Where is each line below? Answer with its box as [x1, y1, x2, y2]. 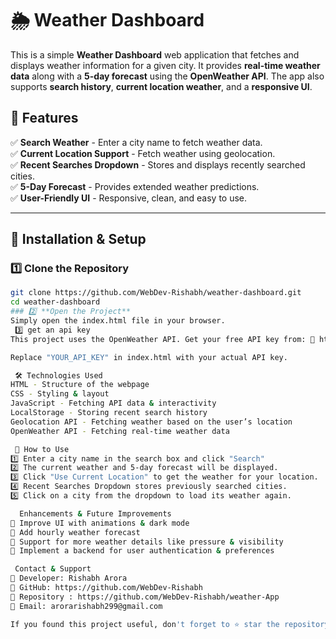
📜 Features [10, 110, 79, 127]
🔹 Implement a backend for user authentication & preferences [10, 546, 275, 556]
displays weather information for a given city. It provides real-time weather [10, 59, 321, 71]
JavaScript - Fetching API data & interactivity [10, 398, 217, 409]
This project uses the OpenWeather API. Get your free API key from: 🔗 [10, 334, 315, 344]
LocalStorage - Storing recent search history [10, 408, 208, 418]
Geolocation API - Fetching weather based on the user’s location [10, 417, 293, 427]
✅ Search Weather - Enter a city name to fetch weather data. [10, 136, 263, 148]
